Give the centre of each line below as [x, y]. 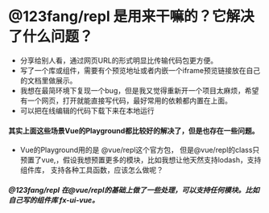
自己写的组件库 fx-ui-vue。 [54, 200]
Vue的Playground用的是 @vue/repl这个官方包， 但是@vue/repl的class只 [140, 150]
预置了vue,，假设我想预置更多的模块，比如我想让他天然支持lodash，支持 [141, 160]
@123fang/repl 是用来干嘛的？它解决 [132, 16]
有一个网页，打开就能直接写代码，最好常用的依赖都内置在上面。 [126, 100]
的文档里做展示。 [48, 80]
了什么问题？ [51, 37]
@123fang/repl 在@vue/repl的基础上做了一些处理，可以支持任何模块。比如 [134, 190]
